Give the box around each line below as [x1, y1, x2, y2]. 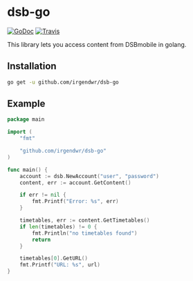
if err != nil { [19, 191, 67, 199]
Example [7, 98, 46, 110]
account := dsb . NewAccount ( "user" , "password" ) [19, 173, 159, 180]
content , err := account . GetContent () [19, 179, 131, 186]
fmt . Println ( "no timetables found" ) [32, 229, 138, 237]
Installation [7, 60, 57, 72]
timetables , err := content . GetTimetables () [19, 217, 150, 224]
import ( [7, 128, 33, 135]
